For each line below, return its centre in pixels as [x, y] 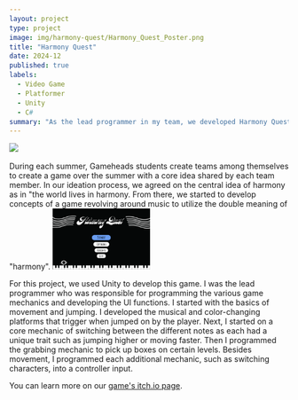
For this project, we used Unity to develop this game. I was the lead [132, 284]
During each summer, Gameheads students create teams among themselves [149, 166]
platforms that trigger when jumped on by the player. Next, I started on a [141, 322]
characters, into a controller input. [71, 369]
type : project [35, 28]
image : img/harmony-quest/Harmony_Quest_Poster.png [106, 37]
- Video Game [41, 84]
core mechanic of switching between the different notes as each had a [138, 331]
